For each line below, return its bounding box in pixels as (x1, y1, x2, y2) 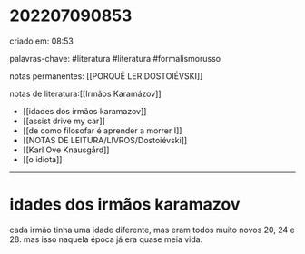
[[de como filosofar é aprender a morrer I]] (22, 124, 182, 136)
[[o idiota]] (22, 153, 63, 164)
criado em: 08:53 (9, 35, 74, 46)
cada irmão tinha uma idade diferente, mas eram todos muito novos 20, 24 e (9, 224, 295, 235)
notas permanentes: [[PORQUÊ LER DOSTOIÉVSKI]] (9, 70, 203, 82)
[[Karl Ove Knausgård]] (22, 144, 110, 155)
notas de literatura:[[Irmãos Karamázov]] (9, 88, 162, 99)
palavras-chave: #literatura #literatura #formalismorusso (9, 53, 221, 63)
